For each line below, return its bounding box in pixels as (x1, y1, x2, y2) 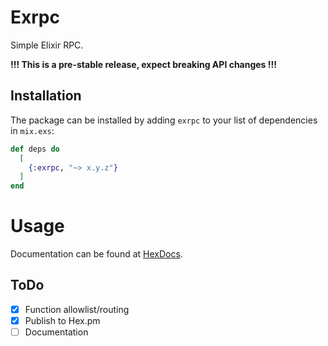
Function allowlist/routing (24, 303, 130, 315)
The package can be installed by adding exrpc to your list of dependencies (10, 114, 318, 126)
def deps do (10, 144, 60, 154)
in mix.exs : (10, 124, 55, 136)
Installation (10, 87, 82, 105)
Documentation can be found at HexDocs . (10, 248, 183, 260)
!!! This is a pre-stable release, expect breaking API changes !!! (10, 58, 277, 70)
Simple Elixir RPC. (10, 39, 84, 51)
